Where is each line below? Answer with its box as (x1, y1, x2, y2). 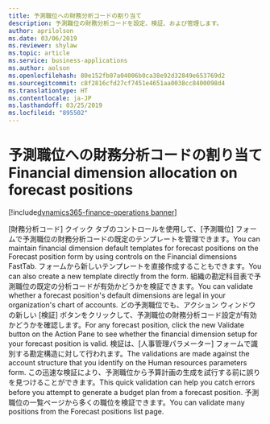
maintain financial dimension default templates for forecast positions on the (8, 243, 260, 253)
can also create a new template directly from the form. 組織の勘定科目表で (8, 271, 255, 281)
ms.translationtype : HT (8, 86, 89, 95)
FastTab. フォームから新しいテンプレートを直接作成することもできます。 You (8, 261, 262, 270)
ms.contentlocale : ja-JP (8, 94, 92, 102)
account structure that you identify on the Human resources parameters (8, 357, 247, 367)
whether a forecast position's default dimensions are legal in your (8, 290, 226, 300)
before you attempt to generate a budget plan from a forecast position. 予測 (8, 387, 260, 397)
